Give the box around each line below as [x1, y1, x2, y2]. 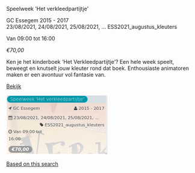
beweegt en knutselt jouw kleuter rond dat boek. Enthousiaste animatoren [6, 64, 190, 72]
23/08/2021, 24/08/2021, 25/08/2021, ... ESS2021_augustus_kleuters [6, 24, 178, 30]
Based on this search [6, 160, 59, 168]
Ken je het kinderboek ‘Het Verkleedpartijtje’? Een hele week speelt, [6, 58, 175, 65]
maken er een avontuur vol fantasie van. [6, 71, 106, 78]
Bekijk [6, 83, 22, 90]
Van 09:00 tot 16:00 [6, 35, 55, 42]
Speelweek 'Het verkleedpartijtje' [6, 5, 89, 12]
